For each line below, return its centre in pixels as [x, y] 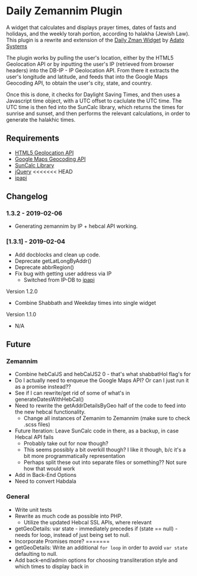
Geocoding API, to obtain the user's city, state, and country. [79, 83]
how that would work [49, 469]
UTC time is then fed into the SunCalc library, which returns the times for [95, 107]
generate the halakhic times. [41, 119]
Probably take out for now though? [66, 444]
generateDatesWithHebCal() [49, 399]
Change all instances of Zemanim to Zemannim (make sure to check [107, 418]
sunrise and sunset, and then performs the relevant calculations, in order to [98, 113]
